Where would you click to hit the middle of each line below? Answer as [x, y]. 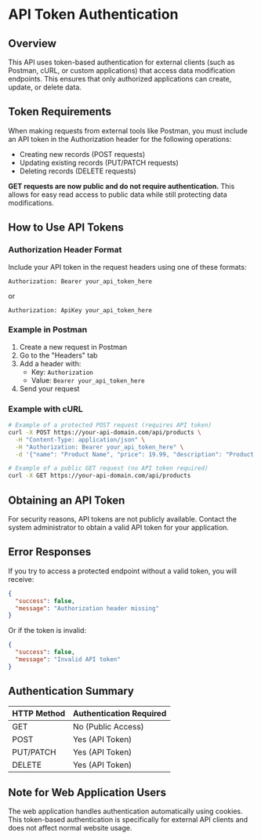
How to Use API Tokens [66, 228]
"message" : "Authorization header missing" [87, 608]
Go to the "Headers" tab [58, 355]
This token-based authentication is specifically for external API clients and [128, 820]
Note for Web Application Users [87, 793]
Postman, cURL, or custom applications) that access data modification [121, 71]
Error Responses [50, 552]
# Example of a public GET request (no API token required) [109, 468]
